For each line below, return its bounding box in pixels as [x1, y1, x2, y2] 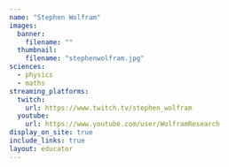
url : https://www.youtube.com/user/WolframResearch [25, 120, 220, 129]
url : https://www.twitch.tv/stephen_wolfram [25, 103, 193, 112]
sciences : [9, 63, 46, 72]
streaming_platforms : [9, 87, 90, 95]
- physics [17, 71, 53, 80]
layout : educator [9, 144, 74, 153]
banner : [17, 29, 46, 38]
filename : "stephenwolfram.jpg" [25, 54, 145, 63]
